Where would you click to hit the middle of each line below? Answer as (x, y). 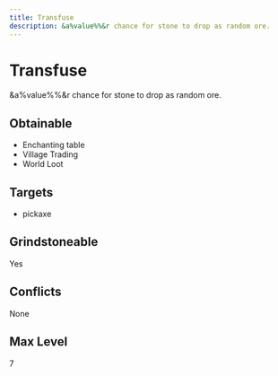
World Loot (43, 164)
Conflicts (35, 292)
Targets (31, 192)
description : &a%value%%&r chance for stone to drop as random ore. (140, 26)
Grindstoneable (54, 242)
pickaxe (37, 214)
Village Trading (50, 154)
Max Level (39, 342)
